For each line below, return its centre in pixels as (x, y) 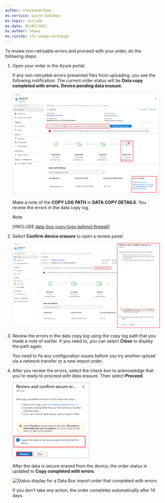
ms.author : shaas (23, 31)
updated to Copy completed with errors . (54, 471)
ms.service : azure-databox (33, 16)
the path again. (27, 346)
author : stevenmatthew (28, 10)
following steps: (21, 56)
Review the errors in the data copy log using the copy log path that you (84, 336)
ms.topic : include (24, 21)
